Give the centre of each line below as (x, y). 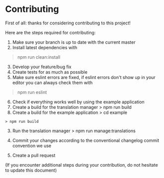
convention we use (32, 146)
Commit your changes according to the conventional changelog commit (86, 140)
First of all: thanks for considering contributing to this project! (68, 23)
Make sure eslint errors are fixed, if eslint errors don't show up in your (84, 77)
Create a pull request (34, 155)
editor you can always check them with (52, 83)
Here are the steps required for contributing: (50, 32)
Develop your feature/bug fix (42, 67)
